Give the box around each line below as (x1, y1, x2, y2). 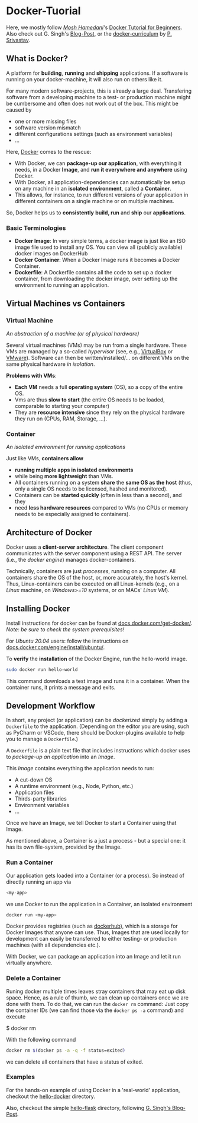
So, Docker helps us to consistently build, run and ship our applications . (6, 209, 186, 216)
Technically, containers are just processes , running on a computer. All (6, 567, 176, 574)
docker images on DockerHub (14, 250, 88, 257)
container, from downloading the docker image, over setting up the (14, 275, 178, 283)
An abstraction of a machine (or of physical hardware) (6, 330, 139, 337)
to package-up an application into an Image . (6, 753, 115, 761)
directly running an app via (6, 878, 72, 885)
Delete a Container (6, 974, 61, 982)
